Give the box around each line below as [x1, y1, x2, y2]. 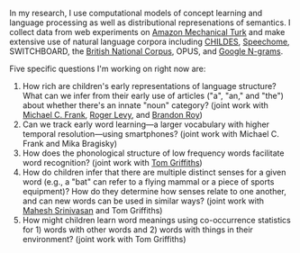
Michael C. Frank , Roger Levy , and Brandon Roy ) [22, 110, 203, 120]
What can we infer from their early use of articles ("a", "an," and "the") [22, 90, 284, 101]
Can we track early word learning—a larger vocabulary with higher [22, 119, 270, 130]
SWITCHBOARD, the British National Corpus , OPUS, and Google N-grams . [9, 46, 284, 57]
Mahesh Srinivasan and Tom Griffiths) [22, 205, 163, 215]
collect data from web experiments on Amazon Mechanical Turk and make [9, 27, 286, 37]
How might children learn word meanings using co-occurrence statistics [22, 215, 291, 225]
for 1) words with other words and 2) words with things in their [22, 224, 254, 235]
